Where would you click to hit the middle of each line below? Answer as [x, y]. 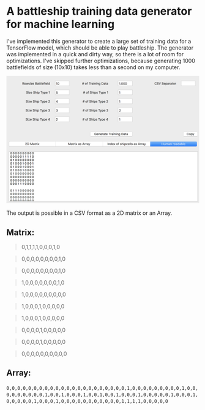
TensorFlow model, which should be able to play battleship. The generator [100, 48]
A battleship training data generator [99, 11]
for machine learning [61, 24]
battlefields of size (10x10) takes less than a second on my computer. [93, 67]
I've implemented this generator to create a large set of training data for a [99, 41]
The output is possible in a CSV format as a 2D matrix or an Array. [89, 213]
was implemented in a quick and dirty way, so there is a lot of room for [95, 54]
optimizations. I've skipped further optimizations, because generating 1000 [101, 61]
